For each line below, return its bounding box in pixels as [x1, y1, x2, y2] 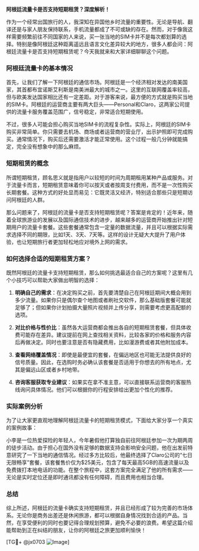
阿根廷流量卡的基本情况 [6, 64, 73, 72]
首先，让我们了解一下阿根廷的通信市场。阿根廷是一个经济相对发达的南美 [6, 79, 182, 86]
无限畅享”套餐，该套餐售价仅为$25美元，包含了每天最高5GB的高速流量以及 [6, 459, 190, 466]
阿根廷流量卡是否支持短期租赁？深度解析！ [6, 6, 110, 12]
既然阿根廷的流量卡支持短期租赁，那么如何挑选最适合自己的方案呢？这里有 [6, 269, 188, 276]
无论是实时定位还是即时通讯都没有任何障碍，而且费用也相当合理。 [6, 473, 167, 481]
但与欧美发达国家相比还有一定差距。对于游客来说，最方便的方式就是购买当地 [6, 94, 193, 101]
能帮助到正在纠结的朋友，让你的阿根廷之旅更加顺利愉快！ [6, 527, 146, 534]
